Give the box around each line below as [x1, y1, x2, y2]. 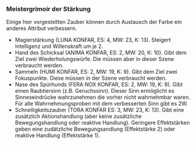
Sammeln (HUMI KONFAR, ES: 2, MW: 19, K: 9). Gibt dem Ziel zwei [14, 68, 177, 75]
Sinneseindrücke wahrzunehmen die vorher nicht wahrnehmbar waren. [14, 93, 191, 101]
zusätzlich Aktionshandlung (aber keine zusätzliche [14, 113, 142, 120]
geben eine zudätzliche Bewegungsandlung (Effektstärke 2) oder [14, 125, 176, 133]
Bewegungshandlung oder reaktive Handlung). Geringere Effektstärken [14, 119, 190, 126]
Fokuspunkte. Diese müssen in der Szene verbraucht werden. [14, 74, 167, 82]
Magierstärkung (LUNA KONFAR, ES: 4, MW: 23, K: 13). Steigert [14, 37, 171, 44]
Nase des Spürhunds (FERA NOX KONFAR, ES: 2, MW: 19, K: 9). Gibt [14, 81, 183, 88]
